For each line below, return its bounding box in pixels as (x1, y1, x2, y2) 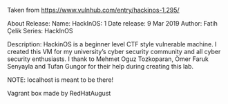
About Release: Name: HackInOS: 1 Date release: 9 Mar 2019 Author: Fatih (7, 19, 218, 27)
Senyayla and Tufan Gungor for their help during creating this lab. (7, 62, 194, 70)
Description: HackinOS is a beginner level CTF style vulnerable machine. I (7, 40, 217, 48)
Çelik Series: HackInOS (7, 27, 73, 35)
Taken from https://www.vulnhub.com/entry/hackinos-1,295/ (7, 6, 180, 14)
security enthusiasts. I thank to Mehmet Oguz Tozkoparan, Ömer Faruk (7, 55, 209, 63)
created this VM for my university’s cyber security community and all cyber (7, 48, 221, 55)
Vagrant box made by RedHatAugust (7, 89, 111, 97)
